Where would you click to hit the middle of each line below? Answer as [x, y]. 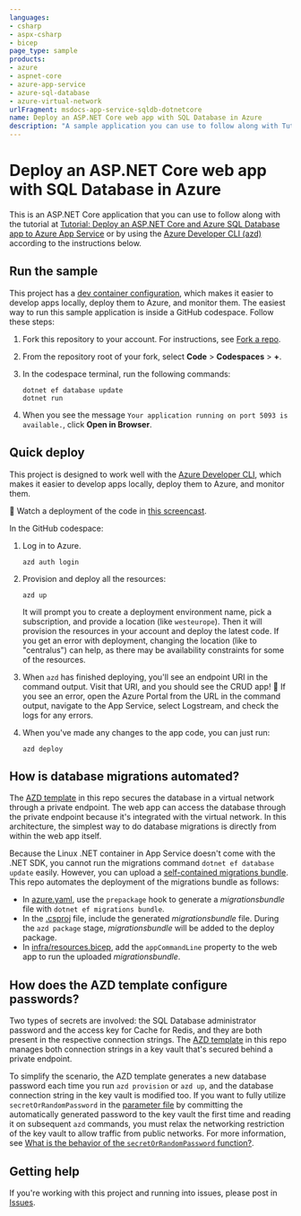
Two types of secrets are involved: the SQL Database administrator [133, 1021]
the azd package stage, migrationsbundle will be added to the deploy [148, 928]
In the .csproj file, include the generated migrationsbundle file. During [150, 919]
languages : [30, 18]
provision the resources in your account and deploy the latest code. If [150, 630]
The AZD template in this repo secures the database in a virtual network [142, 798]
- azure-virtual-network [56, 101]
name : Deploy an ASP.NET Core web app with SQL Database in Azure [136, 118]
